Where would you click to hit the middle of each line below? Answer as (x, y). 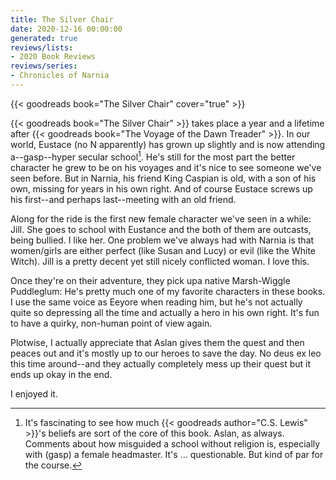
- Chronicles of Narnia (60, 76)
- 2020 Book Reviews (53, 57)
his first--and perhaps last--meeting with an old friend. (123, 199)
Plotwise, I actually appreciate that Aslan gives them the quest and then (157, 342)
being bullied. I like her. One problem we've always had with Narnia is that (162, 240)
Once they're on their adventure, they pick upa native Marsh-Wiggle (150, 280)
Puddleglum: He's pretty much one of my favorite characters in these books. (168, 291)
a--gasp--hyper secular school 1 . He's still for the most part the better (153, 156)
